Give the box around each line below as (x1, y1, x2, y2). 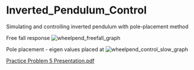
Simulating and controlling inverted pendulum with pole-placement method (6, 23, 189, 30)
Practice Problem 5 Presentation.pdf (6, 57, 95, 64)
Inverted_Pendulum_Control (6, 4, 147, 17)
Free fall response (6, 34, 50, 41)
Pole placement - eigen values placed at (6, 45, 105, 53)
